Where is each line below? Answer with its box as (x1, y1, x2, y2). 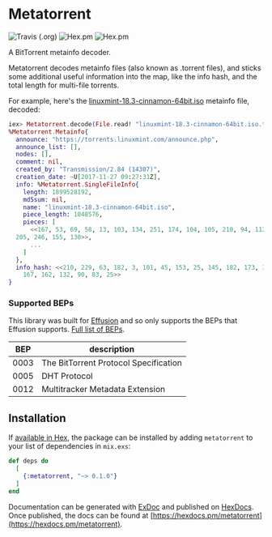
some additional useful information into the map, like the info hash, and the (8, 71, 257, 81)
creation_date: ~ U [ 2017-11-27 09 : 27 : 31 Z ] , (15, 173, 161, 181)
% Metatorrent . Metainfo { (8, 127, 89, 136)
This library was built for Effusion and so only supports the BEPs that (8, 316, 237, 326)
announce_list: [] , (15, 143, 82, 151)
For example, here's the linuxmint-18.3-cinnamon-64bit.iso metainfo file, (8, 96, 249, 105)
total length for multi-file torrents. (8, 80, 120, 90)
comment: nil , (15, 158, 63, 166)
